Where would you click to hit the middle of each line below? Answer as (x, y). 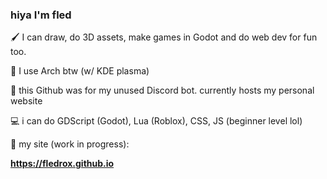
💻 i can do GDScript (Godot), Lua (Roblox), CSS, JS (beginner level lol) (156, 121)
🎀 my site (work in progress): (70, 144)
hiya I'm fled (41, 15)
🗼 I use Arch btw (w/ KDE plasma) (80, 71)
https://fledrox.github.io (62, 164)
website (26, 101)
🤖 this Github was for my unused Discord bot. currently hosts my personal (162, 90)
